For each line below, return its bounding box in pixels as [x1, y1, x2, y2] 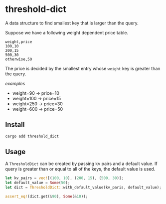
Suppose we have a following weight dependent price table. [5, 29, 129, 35]
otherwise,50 [5, 56, 32, 62]
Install [5, 121, 25, 129]
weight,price [5, 39, 32, 44]
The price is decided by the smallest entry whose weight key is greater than [5, 65, 161, 71]
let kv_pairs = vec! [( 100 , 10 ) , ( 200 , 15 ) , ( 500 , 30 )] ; [5, 176, 124, 181]
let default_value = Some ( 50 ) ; [5, 181, 70, 186]
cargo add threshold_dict [5, 134, 59, 139]
